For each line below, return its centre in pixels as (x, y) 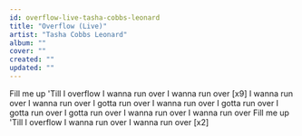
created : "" (32, 59)
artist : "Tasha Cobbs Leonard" (68, 34)
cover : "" (28, 51)
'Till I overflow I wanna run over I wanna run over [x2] (109, 122)
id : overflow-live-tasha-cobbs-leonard (85, 18)
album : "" (28, 43)
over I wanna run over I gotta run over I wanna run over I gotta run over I (144, 103)
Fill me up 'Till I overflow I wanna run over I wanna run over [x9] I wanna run (151, 93)
